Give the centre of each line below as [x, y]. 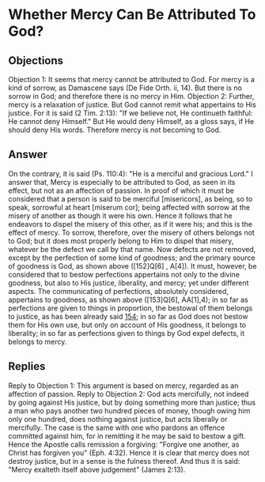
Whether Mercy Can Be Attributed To [132, 15]
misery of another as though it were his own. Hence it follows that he [120, 216]
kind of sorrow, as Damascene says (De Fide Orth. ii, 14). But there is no [125, 88]
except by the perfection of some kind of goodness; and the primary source [132, 258]
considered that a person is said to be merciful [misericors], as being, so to [131, 198]
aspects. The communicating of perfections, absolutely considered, [119, 291]
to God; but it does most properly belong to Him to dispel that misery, [121, 241]
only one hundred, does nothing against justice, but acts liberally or [118, 419]
